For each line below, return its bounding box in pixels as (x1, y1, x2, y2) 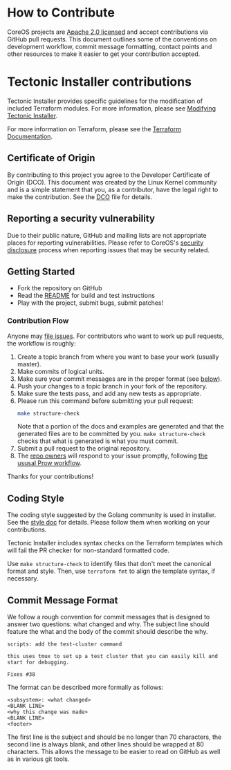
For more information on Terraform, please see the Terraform (7, 124, 182, 133)
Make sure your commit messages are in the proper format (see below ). (17, 375, 223, 383)
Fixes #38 (7, 671, 36, 678)
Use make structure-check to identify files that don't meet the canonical (7, 560, 212, 568)
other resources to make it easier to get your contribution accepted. (7, 50, 201, 58)
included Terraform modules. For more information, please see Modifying (7, 104, 216, 112)
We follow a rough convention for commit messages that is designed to (7, 613, 210, 621)
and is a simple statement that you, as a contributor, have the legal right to (7, 185, 219, 194)
